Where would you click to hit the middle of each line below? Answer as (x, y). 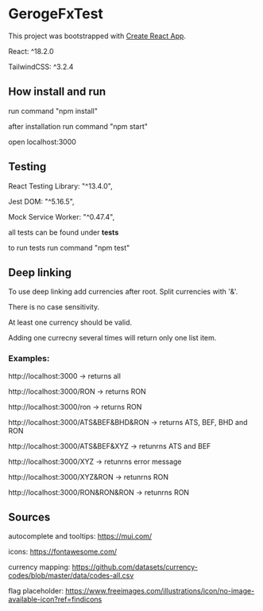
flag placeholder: (36, 591)
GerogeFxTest (56, 14)
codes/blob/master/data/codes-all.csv (71, 576)
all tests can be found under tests (64, 232)
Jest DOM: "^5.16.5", (41, 201)
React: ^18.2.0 (31, 51)
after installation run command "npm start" (78, 126)
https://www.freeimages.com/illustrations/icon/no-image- (160, 591)
